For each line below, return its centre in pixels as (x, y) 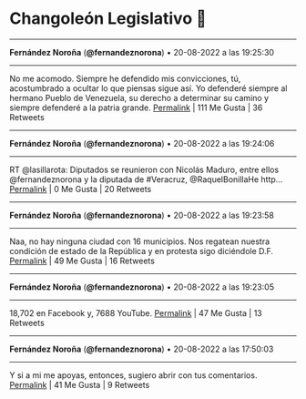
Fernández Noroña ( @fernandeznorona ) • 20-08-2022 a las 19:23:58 (142, 215)
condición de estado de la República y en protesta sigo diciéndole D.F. (142, 251)
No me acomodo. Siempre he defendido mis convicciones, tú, (125, 78)
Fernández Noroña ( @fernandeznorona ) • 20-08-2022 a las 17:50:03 (142, 349)
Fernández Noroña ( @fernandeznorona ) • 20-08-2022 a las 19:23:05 (142, 287)
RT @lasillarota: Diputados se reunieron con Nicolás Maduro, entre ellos (144, 169)
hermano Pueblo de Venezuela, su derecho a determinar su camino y (139, 97)
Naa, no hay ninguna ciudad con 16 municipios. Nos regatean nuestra (140, 241)
